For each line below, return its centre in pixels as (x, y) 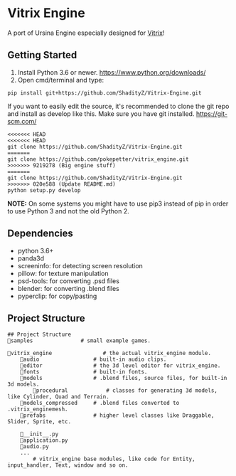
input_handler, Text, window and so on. (68, 465)
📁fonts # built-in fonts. (84, 372)
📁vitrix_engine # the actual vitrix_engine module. (109, 354)
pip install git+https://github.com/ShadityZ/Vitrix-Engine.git (104, 93)
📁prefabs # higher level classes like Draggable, (117, 416)
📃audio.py (35, 447)
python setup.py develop (44, 190)
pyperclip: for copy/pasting (57, 296)
